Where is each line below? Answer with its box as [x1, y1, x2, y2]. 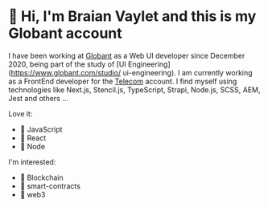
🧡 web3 [19, 189, 46, 199]
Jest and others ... [8, 93, 68, 103]
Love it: [8, 108, 33, 119]
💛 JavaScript [19, 124, 63, 134]
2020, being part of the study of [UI [8, 59, 126, 69]
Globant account [8, 24, 122, 43]
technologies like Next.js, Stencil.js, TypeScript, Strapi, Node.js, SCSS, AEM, [8, 84, 261, 95]
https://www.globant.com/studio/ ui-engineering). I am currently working [10, 67, 253, 77]
